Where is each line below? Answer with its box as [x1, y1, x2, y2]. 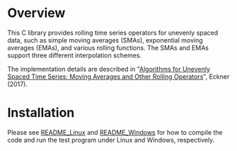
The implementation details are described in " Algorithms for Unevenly [7, 65, 211, 73]
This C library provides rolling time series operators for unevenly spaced [7, 28, 219, 37]
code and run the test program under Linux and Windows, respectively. [7, 135, 215, 144]
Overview [7, 5, 66, 21]
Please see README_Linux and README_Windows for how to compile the [7, 128, 223, 136]
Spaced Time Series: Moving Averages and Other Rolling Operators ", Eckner [7, 72, 230, 81]
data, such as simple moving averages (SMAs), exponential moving [7, 35, 203, 44]
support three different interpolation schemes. [7, 51, 142, 60]
